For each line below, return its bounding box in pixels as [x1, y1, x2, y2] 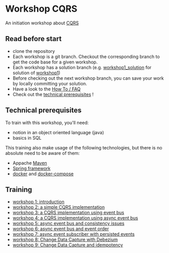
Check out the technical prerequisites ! [12, 91, 94, 97]
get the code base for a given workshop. [12, 59, 98, 65]
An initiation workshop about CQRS [5, 20, 79, 26]
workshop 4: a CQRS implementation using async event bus [12, 215, 139, 221]
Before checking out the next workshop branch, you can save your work [12, 75, 164, 81]
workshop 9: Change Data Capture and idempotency [12, 242, 123, 248]
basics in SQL [12, 135, 42, 141]
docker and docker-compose [12, 171, 74, 177]
